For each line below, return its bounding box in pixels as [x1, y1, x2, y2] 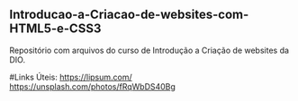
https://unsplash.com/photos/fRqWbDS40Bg [9, 80, 176, 92]
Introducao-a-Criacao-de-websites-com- [9, 7, 249, 22]
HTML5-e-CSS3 [9, 21, 102, 37]
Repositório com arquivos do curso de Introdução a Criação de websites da [9, 45, 290, 55]
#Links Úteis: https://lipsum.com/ [9, 72, 132, 82]
